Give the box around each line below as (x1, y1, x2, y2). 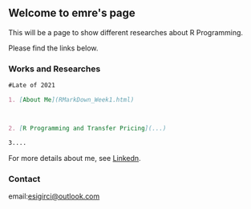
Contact (8, 173, 41, 184)
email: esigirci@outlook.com (8, 191, 100, 201)
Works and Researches (8, 63, 101, 74)
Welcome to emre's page (8, 6, 136, 20)
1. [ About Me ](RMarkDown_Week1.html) (8, 95, 135, 103)
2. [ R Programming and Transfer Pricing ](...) (8, 124, 167, 132)
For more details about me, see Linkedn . (8, 153, 142, 163)
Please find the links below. (8, 43, 99, 53)
